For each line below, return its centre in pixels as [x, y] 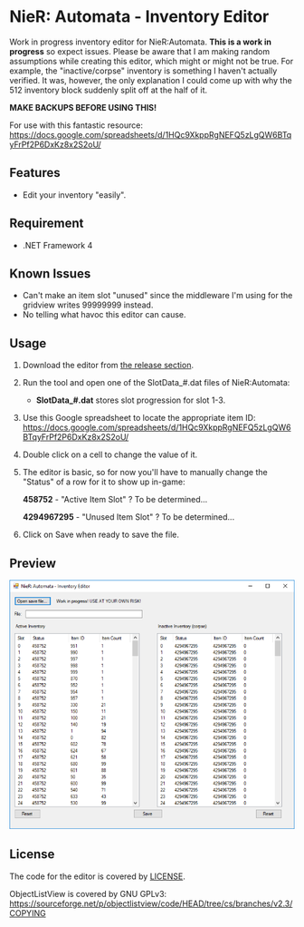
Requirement [47, 224]
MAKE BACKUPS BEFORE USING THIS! [83, 107]
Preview [33, 563]
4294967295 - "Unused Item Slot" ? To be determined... [128, 517]
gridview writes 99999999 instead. [88, 305]
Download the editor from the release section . [108, 366]
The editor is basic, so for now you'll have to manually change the [145, 473]
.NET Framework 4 [57, 245]
